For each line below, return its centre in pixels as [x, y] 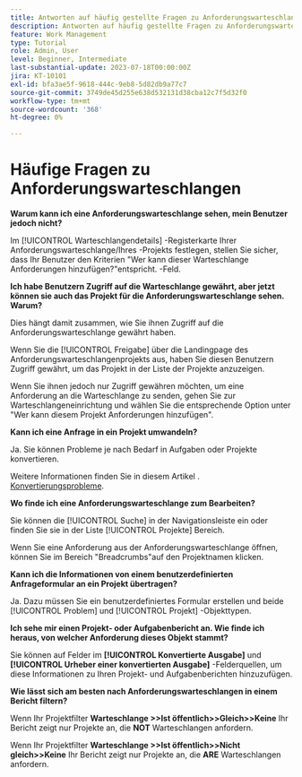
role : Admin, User [44, 51]
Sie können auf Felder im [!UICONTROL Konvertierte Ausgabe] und [136, 655]
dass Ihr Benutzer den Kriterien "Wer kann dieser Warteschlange [129, 260]
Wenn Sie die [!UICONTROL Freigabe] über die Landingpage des [129, 350]
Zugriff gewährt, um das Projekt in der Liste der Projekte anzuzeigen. [138, 369]
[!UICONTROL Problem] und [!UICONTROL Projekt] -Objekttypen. [131, 611]
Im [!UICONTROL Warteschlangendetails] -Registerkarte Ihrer [124, 241]
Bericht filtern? [39, 701]
